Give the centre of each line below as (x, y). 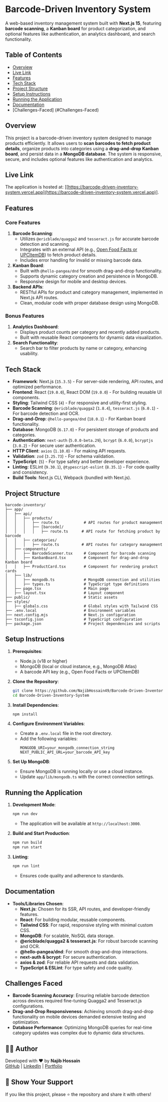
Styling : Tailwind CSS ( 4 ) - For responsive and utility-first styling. (79, 403)
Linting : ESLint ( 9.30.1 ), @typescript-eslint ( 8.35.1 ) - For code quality (86, 467)
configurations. (28, 1006)
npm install (25, 714)
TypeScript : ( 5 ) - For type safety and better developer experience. (81, 462)
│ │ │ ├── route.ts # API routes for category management (84, 544)
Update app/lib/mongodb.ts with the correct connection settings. (87, 777)
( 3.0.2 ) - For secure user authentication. (54, 445)
